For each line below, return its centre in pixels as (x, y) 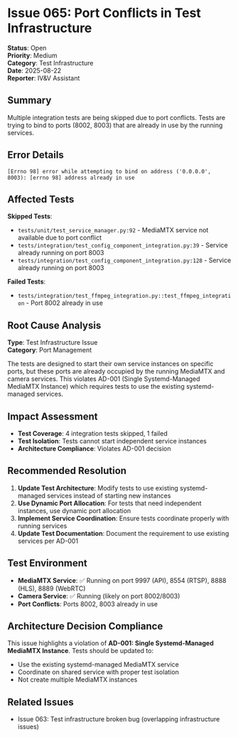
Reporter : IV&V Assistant (44, 78)
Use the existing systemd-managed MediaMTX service (98, 665)
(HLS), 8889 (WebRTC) (52, 588)
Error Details (36, 155)
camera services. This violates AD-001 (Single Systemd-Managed (104, 379)
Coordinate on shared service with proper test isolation (98, 672)
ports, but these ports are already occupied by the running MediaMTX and (116, 372)
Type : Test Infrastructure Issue (53, 343)
